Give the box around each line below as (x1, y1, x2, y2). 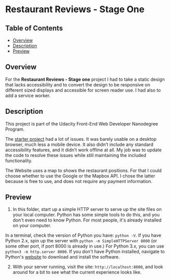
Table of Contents (5, 24, 63, 33)
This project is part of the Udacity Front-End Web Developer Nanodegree (5, 120, 158, 127)
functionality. (5, 158, 33, 164)
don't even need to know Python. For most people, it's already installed (12, 217, 162, 223)
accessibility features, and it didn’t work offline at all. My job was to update (5, 146, 162, 153)
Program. (5, 126, 25, 132)
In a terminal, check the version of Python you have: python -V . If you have (5, 232, 161, 238)
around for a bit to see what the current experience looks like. (12, 269, 142, 275)
